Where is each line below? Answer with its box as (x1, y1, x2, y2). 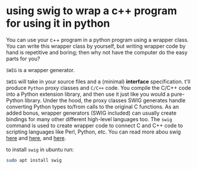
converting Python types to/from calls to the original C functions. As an (6, 103, 179, 110)
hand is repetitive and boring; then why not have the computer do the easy (6, 48, 188, 56)
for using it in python (6, 17, 110, 30)
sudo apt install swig (6, 157, 62, 163)
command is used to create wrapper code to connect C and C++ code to (6, 122, 183, 129)
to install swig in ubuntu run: (6, 146, 74, 153)
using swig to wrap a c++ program (6, 4, 178, 18)
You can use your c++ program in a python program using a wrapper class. (6, 36, 189, 43)
